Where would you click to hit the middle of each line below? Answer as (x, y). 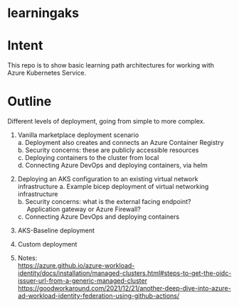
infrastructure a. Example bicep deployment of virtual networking (113, 187)
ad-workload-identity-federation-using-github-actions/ (99, 296)
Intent (25, 46)
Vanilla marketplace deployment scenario (78, 135)
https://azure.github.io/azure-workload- (76, 266)
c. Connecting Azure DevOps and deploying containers (99, 217)
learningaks (43, 13)
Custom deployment (47, 244)
